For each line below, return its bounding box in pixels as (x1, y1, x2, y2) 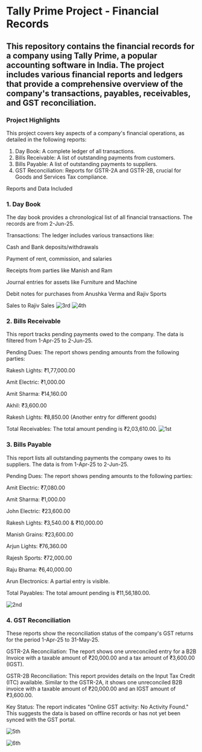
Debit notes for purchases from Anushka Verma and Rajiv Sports (6, 290, 167, 298)
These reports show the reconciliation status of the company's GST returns (6, 629, 194, 637)
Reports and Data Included (6, 185, 73, 192)
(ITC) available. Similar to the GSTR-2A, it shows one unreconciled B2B (6, 679, 183, 686)
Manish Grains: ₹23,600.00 (6, 531, 74, 538)
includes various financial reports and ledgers (6, 69, 183, 80)
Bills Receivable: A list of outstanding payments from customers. (14, 154, 175, 161)
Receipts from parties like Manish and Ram (6, 267, 113, 274)
